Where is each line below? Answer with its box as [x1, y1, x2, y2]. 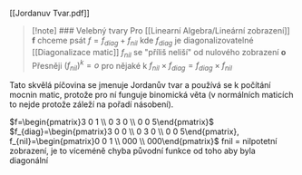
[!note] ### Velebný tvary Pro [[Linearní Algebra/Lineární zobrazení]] [31, 25, 290, 35]
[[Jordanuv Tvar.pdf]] [9, 8, 91, 18]
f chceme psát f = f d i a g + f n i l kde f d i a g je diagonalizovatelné [31, 35, 254, 48]
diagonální [9, 155, 48, 166]
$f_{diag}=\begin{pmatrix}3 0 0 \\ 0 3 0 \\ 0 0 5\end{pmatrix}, [9, 126, 240, 137]
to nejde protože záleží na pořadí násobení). [9, 99, 174, 110]
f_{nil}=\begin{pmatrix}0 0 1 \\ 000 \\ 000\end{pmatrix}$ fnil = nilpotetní [9, 136, 278, 147]
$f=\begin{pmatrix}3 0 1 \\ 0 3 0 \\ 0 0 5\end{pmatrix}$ [9, 117, 215, 128]
